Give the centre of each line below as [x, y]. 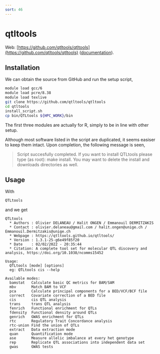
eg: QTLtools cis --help [35, 270]
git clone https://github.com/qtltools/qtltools [55, 102]
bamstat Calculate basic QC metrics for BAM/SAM [62, 283]
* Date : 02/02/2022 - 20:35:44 [46, 244]
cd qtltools [17, 106]
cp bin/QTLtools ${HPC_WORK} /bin [39, 116]
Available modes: [23, 278]
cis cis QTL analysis [38, 300]
